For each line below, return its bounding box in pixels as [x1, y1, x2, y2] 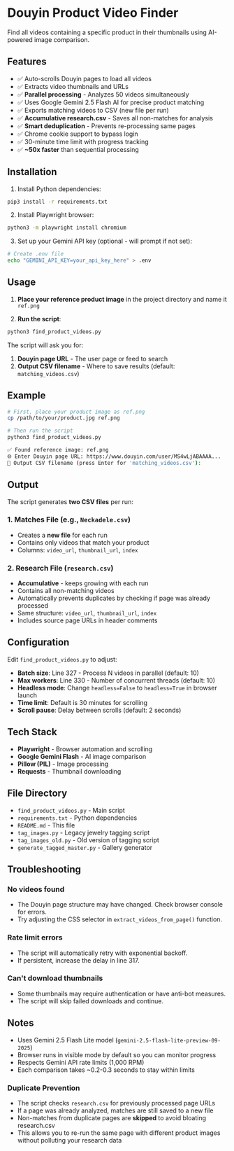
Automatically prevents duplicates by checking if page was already [17, 594, 211, 603]
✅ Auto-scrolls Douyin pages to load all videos [17, 74, 152, 83]
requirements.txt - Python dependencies [17, 814, 138, 822]
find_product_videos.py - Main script [17, 806, 126, 814]
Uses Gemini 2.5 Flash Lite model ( [17, 1035, 118, 1044]
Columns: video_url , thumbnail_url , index [17, 545, 138, 554]
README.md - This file [17, 821, 75, 829]
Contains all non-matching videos [17, 587, 115, 595]
